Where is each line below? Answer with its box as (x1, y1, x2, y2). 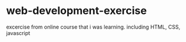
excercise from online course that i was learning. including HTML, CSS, (6, 23, 181, 30)
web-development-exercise (6, 4, 147, 17)
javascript (6, 29, 31, 36)
